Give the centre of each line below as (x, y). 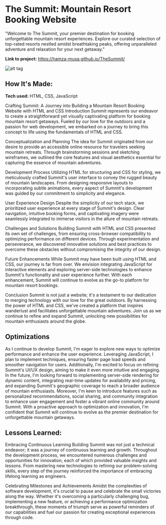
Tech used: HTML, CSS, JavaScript (41, 96)
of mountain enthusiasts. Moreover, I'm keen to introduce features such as (81, 391)
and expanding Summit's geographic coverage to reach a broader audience (83, 386)
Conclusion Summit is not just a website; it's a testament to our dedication (81, 295)
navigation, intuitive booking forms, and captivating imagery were (72, 213)
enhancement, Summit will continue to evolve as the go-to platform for (77, 280)
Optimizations (27, 337)
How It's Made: (29, 84)
